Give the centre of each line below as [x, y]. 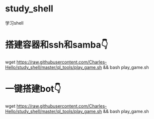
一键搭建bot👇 [33, 89]
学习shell [14, 23]
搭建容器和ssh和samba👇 [57, 45]
